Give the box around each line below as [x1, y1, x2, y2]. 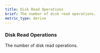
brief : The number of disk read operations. [5, 11, 96, 16]
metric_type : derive [5, 16, 47, 21]
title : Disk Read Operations [5, 7, 64, 12]
